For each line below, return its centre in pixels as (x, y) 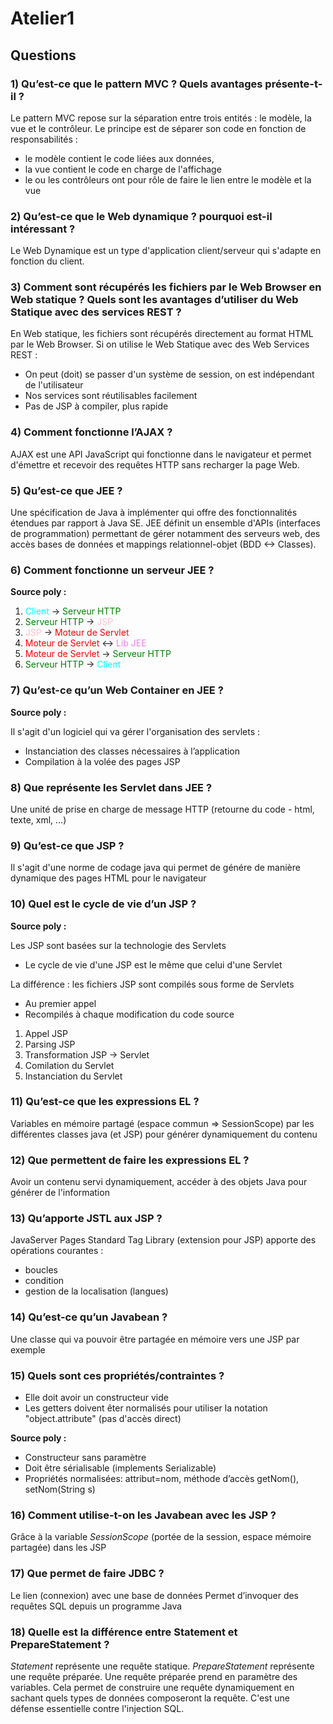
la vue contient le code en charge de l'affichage (123, 169)
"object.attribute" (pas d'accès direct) (103, 1419)
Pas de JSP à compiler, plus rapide (96, 406)
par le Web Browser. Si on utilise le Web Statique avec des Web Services (160, 344)
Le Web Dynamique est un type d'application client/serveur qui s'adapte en (166, 251)
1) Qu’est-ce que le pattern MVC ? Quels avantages (136, 84)
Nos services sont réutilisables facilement (111, 396)
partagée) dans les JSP (58, 1548)
